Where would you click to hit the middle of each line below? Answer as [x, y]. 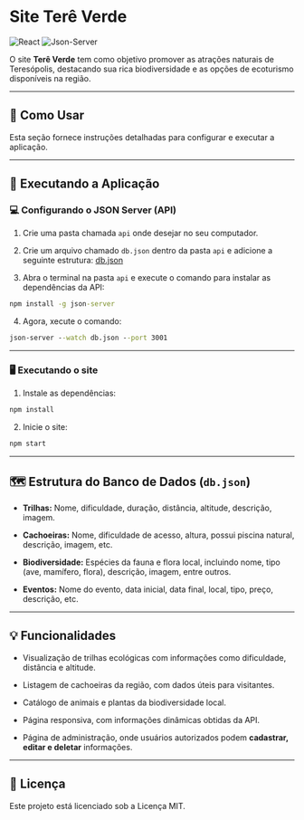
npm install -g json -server [62, 304]
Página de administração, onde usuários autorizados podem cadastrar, [155, 737]
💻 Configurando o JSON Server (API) [93, 210]
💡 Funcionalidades [62, 636]
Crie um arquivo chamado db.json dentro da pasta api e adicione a [147, 251]
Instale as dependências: [69, 393]
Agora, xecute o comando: [72, 321]
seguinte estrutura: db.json [73, 261]
